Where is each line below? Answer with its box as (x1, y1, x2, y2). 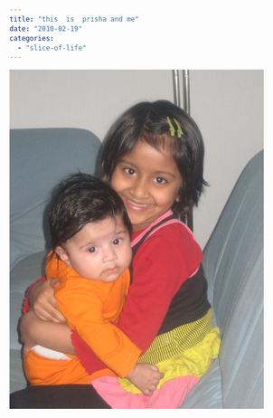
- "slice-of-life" (17, 43, 88, 52)
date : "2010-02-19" (9, 24, 83, 33)
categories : (9, 33, 54, 43)
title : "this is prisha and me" (9, 14, 140, 24)
